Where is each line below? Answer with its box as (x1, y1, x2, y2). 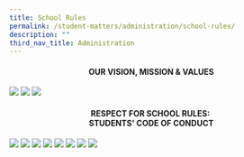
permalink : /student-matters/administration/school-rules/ (9, 22, 236, 31)
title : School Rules (9, 13, 87, 23)
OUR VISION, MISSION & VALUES (88, 66, 214, 77)
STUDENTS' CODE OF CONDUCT (88, 118, 214, 129)
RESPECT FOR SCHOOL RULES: (90, 108, 211, 119)
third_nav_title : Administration (9, 38, 135, 48)
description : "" (9, 30, 70, 39)
